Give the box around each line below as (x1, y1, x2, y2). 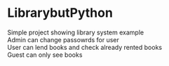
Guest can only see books (7, 51, 83, 59)
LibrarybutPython (7, 5, 114, 21)
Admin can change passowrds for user (7, 35, 119, 44)
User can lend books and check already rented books (7, 43, 163, 51)
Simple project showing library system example (7, 28, 144, 37)
